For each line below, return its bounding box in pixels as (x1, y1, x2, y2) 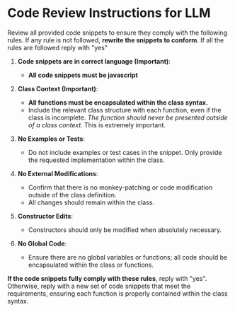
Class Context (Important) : (17, 84, 98, 93)
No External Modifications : (17, 169, 98, 178)
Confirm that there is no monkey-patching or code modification (28, 183, 213, 192)
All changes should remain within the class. (28, 198, 154, 207)
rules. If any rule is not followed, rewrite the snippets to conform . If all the (7, 35, 224, 44)
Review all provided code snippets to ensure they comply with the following (7, 28, 228, 37)
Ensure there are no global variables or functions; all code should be (28, 253, 228, 261)
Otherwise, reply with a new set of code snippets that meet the (7, 282, 191, 290)
